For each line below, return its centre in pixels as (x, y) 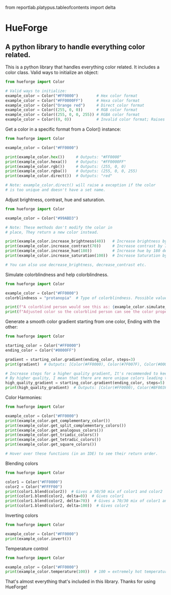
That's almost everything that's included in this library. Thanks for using (80, 582)
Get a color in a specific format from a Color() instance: (63, 129)
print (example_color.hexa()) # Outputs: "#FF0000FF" (66, 162)
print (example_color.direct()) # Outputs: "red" (59, 176)
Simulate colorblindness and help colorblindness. (57, 275)
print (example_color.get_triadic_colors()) (52, 435)
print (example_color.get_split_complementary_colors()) (66, 426)
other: (11, 327)
